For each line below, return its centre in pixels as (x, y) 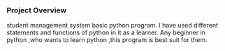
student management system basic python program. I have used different (112, 25)
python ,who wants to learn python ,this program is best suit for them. (107, 40)
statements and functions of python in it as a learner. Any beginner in (106, 32)
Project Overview (37, 10)
